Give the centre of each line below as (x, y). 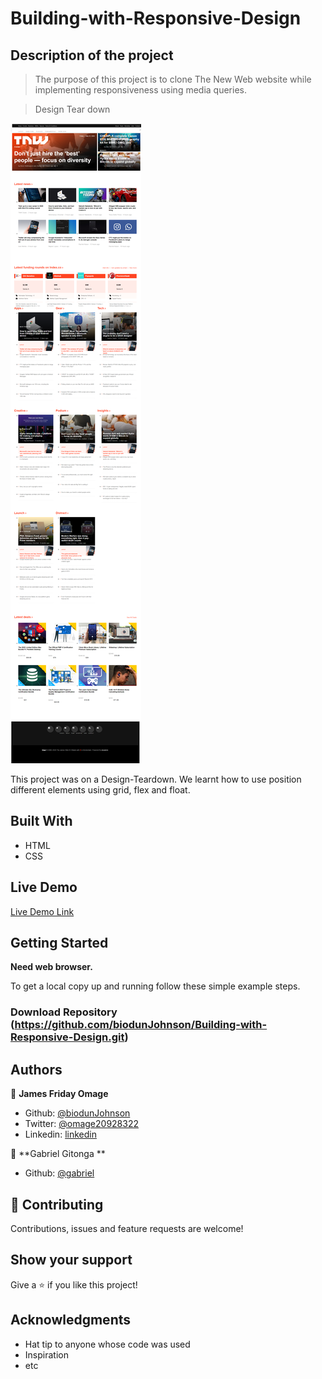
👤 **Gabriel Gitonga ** (58, 1154)
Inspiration (46, 1354)
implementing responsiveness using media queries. (140, 90)
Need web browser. (51, 967)
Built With (41, 821)
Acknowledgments (71, 1320)
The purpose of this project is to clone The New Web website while (173, 79)
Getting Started (59, 943)
